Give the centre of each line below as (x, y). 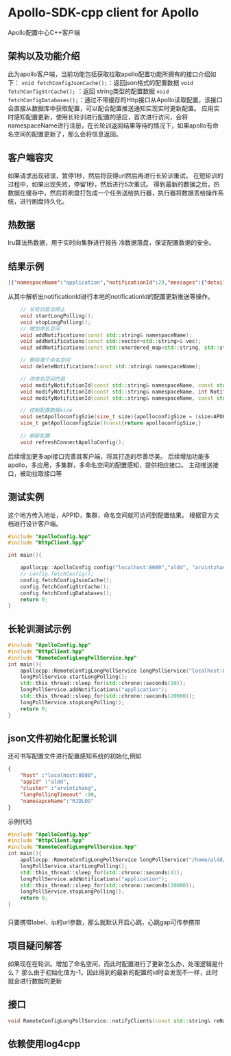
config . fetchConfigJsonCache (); (66, 580)
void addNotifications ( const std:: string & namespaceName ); (106, 335)
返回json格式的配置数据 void (154, 82)
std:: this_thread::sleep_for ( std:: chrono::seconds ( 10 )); (103, 684)
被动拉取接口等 (41, 473)
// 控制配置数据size (46, 410)
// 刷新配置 (35, 436)
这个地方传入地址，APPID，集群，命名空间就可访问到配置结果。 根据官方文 (114, 515)
